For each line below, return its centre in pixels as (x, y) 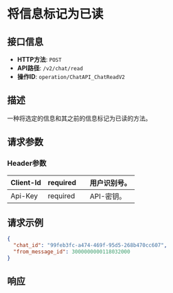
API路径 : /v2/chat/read (50, 68)
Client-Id (26, 182)
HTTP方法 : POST (39, 59)
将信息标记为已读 (56, 14)
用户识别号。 (111, 183)
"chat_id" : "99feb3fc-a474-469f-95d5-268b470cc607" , (90, 246)
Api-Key (24, 195)
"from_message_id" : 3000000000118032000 (72, 252)
